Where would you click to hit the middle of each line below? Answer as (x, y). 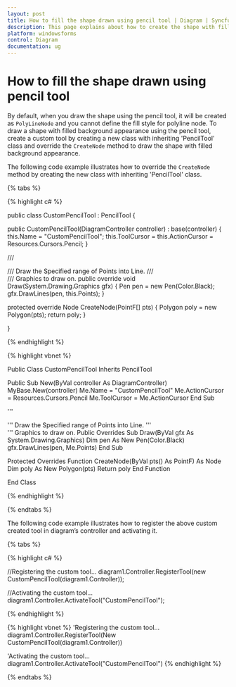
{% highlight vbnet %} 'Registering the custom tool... (84, 627)
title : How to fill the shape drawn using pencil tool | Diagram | (108, 20)
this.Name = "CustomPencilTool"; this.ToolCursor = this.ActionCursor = (111, 236)
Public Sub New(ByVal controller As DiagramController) (87, 383)
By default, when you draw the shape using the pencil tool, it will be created (117, 115)
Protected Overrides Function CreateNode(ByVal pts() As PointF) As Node (114, 461)
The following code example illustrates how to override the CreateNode (109, 167)
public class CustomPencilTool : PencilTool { (71, 215)
